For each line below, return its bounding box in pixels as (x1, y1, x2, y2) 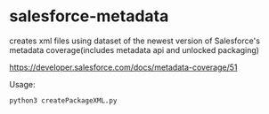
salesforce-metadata (9, 6, 169, 27)
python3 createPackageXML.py (9, 95, 118, 105)
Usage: (9, 79, 36, 89)
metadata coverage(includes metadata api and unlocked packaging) (9, 44, 260, 55)
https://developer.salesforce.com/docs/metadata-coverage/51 (9, 62, 238, 72)
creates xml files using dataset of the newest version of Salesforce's (9, 35, 261, 46)
